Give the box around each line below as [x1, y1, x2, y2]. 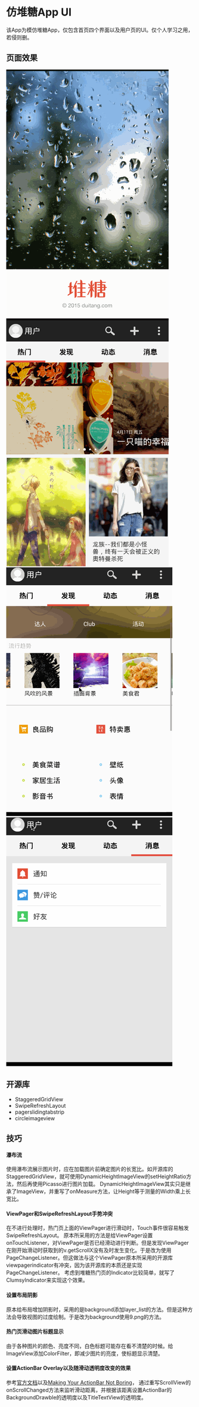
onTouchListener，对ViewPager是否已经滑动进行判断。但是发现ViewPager [6, 1239, 189, 1247]
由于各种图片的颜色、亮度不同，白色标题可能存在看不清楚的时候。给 [6, 1342, 173, 1349]
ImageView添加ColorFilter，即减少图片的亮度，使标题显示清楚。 [6, 1350, 164, 1357]
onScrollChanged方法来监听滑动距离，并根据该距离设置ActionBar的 [6, 1386, 172, 1393]
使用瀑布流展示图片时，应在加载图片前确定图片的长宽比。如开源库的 [6, 1166, 173, 1173]
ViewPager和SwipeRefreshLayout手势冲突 [6, 1210, 113, 1217]
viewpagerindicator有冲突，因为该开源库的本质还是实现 [6, 1262, 143, 1269]
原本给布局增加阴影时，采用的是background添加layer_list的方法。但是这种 [6, 1306, 188, 1313]
